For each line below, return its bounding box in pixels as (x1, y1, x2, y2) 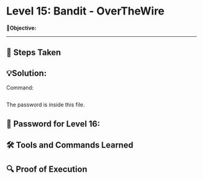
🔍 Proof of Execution (6, 164, 88, 175)
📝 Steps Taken (6, 47, 62, 58)
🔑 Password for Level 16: (6, 119, 100, 129)
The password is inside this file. (6, 101, 85, 108)
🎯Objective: (6, 24, 37, 31)
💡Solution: (6, 68, 47, 78)
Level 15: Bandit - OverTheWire (6, 4, 165, 18)
